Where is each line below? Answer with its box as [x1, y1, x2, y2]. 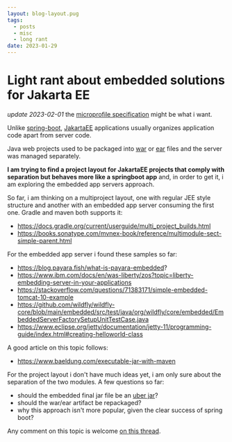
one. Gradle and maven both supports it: [7, 208, 123, 216]
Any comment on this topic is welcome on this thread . [7, 427, 161, 435]
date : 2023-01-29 [7, 42, 58, 49]
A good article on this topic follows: [7, 343, 109, 352]
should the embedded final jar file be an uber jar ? [17, 391, 158, 400]
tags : [7, 17, 23, 24]
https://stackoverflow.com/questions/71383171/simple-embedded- [17, 286, 208, 294]
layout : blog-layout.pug [7, 10, 79, 17]
